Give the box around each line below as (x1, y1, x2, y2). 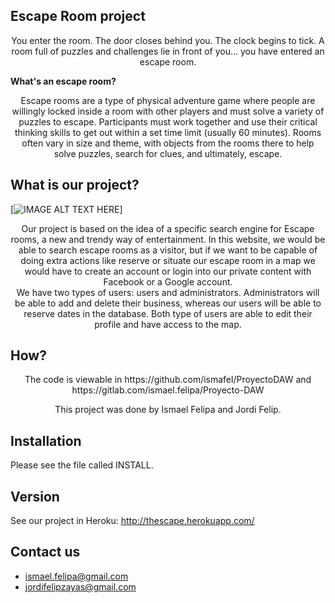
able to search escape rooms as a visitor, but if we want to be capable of (18, 244, 318, 256)
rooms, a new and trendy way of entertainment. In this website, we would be (10, 233, 326, 245)
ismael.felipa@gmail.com (24, 570, 129, 582)
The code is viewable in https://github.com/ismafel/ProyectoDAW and (24, 374, 312, 386)
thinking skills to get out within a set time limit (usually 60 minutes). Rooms (14, 126, 322, 138)
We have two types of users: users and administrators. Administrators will (16, 286, 320, 298)
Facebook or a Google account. (103, 275, 233, 288)
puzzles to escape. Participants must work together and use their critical (18, 115, 318, 128)
